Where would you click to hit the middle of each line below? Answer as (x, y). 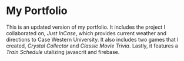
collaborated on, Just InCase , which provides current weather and (86, 33)
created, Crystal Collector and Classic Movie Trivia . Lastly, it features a (92, 46)
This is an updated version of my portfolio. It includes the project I (86, 27)
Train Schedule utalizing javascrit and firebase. (63, 52)
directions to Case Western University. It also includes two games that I (92, 39)
